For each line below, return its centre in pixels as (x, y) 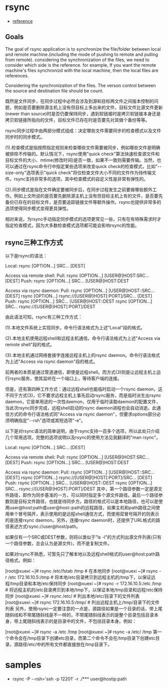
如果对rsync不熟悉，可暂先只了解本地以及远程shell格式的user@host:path (80, 554)
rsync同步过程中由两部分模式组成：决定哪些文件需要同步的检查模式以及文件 (83, 130)
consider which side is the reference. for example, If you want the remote (81, 65)
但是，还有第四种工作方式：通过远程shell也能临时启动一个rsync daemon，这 (84, 389)
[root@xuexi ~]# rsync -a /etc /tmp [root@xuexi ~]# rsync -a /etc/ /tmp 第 (81, 632)
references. (17, 76)
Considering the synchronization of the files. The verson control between (80, 85)
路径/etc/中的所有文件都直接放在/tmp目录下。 (65, 644)
